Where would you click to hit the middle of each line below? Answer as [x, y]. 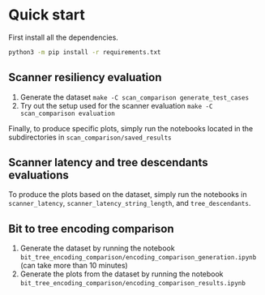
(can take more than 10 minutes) [74, 266]
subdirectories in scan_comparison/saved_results [90, 137]
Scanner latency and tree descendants [108, 162]
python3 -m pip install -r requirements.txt [85, 52]
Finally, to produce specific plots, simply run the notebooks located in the [131, 128]
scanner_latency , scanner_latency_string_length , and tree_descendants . [130, 203]
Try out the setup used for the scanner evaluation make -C [116, 105]
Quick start [47, 15]
